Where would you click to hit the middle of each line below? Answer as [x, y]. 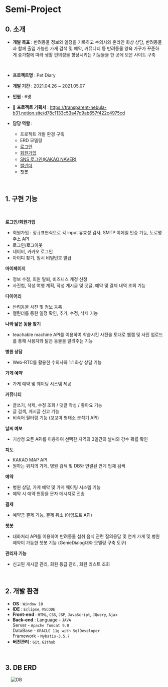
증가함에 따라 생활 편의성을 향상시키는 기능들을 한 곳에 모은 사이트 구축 [87, 55]
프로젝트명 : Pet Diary [34, 75]
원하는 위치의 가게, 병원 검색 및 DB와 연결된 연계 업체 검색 [69, 466]
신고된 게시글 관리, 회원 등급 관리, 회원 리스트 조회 [61, 564]
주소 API [21, 239]
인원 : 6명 [22, 96]
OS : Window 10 [28, 603]
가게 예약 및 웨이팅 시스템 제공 [42, 383]
